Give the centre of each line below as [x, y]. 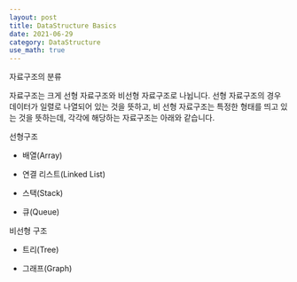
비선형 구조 [28, 231]
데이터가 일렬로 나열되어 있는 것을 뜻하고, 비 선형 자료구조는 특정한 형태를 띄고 [144, 106]
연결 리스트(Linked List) [64, 175]
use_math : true [37, 51]
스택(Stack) [43, 193]
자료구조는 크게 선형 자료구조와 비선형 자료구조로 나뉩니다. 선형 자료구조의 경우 [145, 96]
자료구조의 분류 [35, 77]
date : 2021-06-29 [41, 34]
